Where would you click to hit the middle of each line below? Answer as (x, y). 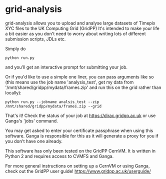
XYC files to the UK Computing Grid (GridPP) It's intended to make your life (82, 28)
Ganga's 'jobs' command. (32, 120)
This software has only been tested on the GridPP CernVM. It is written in (80, 150)
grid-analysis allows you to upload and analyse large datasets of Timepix (80, 23)
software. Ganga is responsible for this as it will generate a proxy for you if (82, 135)
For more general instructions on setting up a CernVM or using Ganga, (77, 165)
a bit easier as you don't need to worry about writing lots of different (75, 33)
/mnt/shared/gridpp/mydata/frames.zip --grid (53, 106)
